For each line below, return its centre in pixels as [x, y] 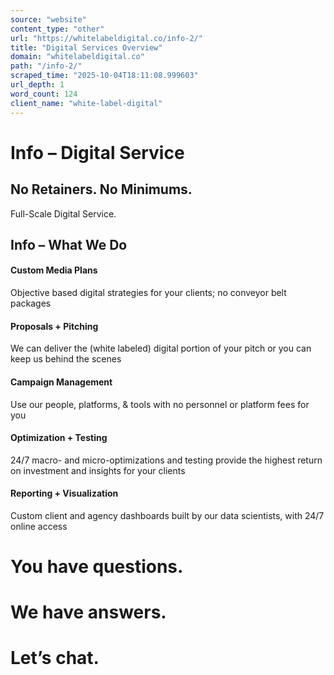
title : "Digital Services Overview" [86, 47]
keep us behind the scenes [66, 359]
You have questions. [97, 567]
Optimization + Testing [59, 438]
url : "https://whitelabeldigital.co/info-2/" [106, 38]
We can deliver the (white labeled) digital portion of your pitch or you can [161, 348]
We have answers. [88, 612]
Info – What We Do [69, 244]
